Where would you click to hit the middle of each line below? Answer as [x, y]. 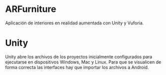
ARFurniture [31, 9]
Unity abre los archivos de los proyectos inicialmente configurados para [79, 57]
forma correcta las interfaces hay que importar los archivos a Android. [77, 67]
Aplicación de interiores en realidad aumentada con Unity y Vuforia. [75, 23]
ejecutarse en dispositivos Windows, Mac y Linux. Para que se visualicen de [83, 62]
